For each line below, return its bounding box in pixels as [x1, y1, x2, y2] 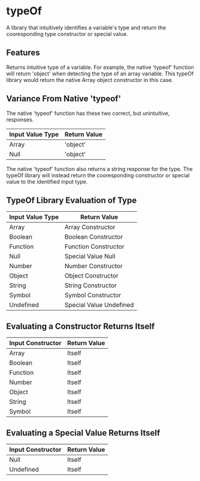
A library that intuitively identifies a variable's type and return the [6, 24, 166, 31]
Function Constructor [65, 242, 125, 251]
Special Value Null [65, 252, 116, 261]
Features [6, 48, 40, 58]
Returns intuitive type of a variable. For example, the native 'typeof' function [6, 63, 195, 71]
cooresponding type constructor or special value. [6, 30, 128, 37]
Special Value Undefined [65, 301, 134, 309]
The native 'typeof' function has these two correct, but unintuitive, [6, 109, 170, 117]
